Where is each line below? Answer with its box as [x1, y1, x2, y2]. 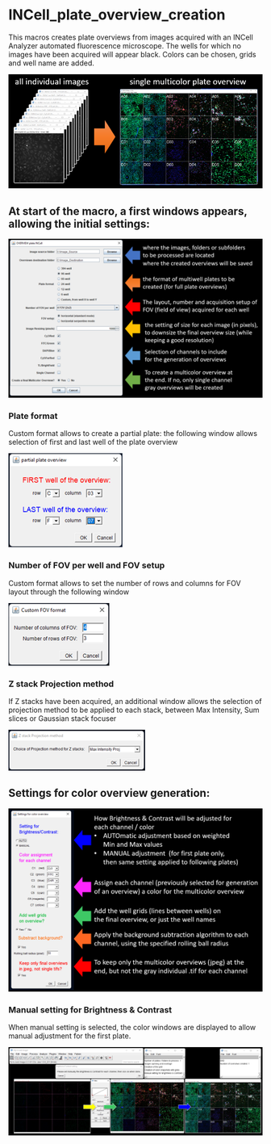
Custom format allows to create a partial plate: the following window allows [8, 429, 258, 438]
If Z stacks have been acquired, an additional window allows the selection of [8, 697, 262, 706]
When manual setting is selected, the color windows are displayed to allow [8, 1022, 256, 1032]
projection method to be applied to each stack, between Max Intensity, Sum [8, 705, 260, 715]
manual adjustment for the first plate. [8, 1031, 131, 1041]
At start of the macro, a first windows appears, [8, 204, 248, 218]
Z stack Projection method [8, 678, 115, 689]
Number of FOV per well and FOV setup [8, 559, 165, 571]
